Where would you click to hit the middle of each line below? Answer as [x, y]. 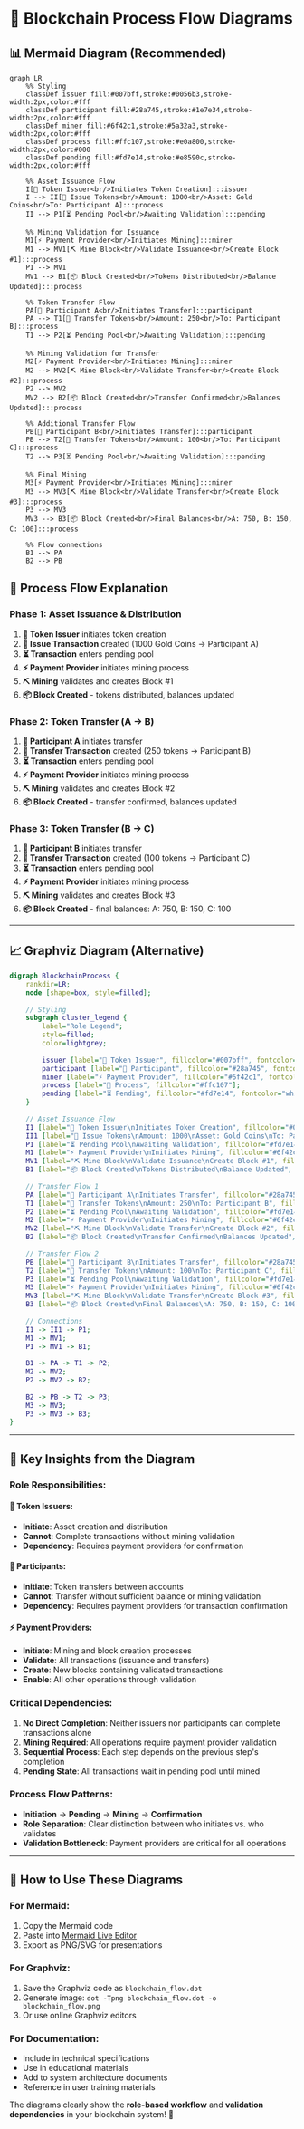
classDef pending [58, 158]
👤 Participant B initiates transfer [82, 848]
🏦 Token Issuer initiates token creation [94, 634]
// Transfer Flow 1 [62, 1186]
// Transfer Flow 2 [62, 1254]
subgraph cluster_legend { [76, 1018]
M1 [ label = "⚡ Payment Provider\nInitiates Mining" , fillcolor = [147, 1153]
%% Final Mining [57, 475]
